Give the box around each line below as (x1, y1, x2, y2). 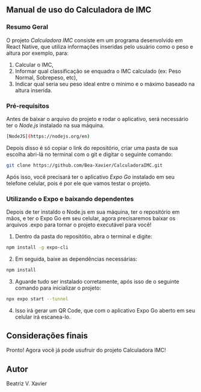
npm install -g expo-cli (6, 244, 69, 250)
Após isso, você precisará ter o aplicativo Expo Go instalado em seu (6, 173, 175, 180)
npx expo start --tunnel (6, 296, 69, 302)
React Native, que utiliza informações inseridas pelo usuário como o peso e (6, 43, 194, 50)
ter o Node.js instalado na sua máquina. (6, 122, 105, 129)
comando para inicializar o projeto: (14, 284, 101, 291)
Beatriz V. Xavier (6, 380, 47, 387)
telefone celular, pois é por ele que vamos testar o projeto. (6, 179, 151, 187)
